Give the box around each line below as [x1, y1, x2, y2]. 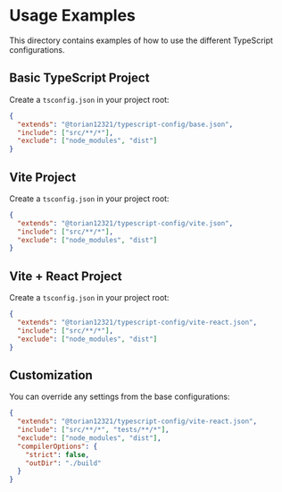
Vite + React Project [9, 268, 122, 284]
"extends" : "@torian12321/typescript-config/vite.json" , [17, 218, 234, 228]
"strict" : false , [25, 450, 90, 459]
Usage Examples [9, 5, 137, 26]
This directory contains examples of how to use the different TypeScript [9, 35, 274, 46]
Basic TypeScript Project [9, 71, 150, 86]
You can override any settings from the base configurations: [9, 391, 230, 403]
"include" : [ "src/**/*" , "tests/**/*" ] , [17, 426, 170, 435]
